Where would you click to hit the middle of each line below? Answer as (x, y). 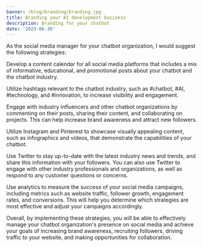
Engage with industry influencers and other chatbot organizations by (92, 107)
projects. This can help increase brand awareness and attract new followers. (102, 120)
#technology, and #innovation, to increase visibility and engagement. (92, 95)
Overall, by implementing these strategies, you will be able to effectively (96, 218)
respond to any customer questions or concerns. (67, 176)
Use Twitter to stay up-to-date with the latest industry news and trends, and (101, 156)
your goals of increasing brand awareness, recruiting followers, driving (95, 231)
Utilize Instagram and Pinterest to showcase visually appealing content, (95, 131)
